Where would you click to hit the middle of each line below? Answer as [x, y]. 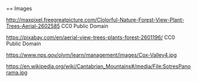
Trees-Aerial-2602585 [33, 26]
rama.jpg [17, 72]
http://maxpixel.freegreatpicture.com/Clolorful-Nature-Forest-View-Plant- [95, 20]
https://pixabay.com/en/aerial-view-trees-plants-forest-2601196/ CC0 [91, 37]
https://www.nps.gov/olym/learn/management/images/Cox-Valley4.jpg [91, 55]
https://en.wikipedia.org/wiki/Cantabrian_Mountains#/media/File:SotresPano [98, 66]
